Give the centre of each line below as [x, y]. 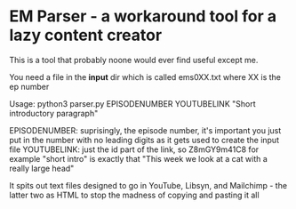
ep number [29, 86]
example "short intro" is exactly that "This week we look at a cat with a [139, 158]
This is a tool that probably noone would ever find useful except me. [134, 60]
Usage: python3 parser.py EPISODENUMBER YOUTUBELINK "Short [132, 103]
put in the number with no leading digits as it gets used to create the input [144, 140]
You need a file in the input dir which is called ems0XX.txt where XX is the [145, 76]
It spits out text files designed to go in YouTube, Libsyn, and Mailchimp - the [148, 185]
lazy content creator [86, 35]
